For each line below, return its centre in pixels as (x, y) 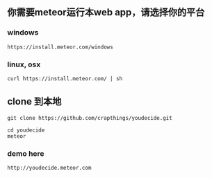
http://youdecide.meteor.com (49, 168)
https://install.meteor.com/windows (60, 47)
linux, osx (24, 64)
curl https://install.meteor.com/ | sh (65, 78)
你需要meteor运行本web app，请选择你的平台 (106, 12)
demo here (26, 153)
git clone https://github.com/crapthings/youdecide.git (90, 118)
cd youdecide (26, 130)
